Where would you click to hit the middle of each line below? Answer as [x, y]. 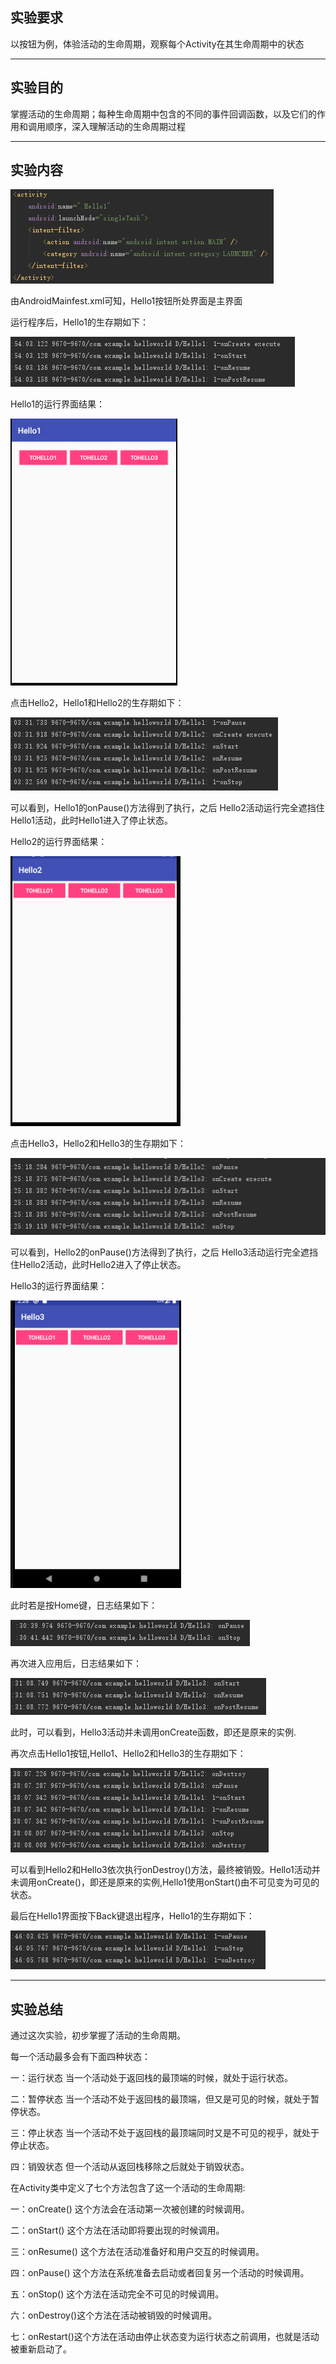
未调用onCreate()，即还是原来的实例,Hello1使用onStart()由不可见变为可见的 [165, 1882]
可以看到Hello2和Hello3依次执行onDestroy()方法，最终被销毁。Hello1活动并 [165, 1870]
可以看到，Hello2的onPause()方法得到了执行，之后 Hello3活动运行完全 [156, 1252]
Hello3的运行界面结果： [59, 1286]
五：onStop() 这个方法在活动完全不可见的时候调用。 [117, 2294]
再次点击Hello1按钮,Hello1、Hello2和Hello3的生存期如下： [128, 1754]
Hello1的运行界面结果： [57, 404]
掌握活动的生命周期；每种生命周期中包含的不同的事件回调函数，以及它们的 [163, 114]
